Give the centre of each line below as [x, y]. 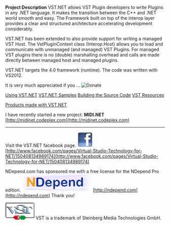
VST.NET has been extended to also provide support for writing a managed [83, 39]
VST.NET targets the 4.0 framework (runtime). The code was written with [81, 70]
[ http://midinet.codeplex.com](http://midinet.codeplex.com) [68, 120]
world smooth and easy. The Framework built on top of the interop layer [80, 18]
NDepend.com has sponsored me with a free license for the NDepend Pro [82, 171]
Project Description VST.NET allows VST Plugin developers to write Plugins [84, 7]
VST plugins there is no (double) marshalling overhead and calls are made [82, 55]
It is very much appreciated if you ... [43, 85]
